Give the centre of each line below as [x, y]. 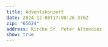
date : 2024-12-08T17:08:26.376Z [47, 18]
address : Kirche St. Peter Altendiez [54, 29]
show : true [20, 35]
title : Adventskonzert [35, 12]
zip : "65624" [23, 23]
